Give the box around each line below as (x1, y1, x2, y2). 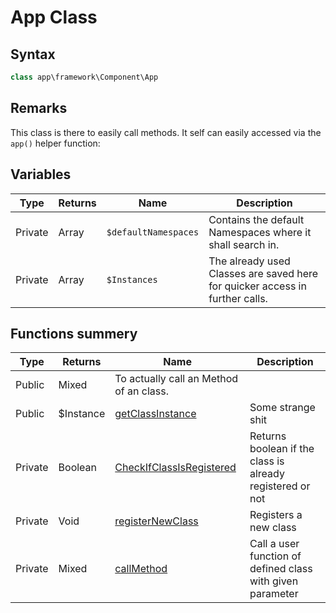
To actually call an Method (114, 372, 239, 386)
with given (249, 574, 299, 588)
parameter (249, 587, 299, 601)
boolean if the (249, 442, 315, 456)
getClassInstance (114, 407, 197, 421)
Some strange (249, 401, 316, 415)
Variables (10, 166, 72, 183)
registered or (249, 479, 311, 493)
